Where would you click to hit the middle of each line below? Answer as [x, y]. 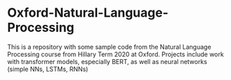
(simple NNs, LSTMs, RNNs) [48, 69]
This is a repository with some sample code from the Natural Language [109, 47]
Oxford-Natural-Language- [88, 13]
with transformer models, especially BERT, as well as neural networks [107, 61]
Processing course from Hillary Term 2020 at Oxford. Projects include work [116, 54]
